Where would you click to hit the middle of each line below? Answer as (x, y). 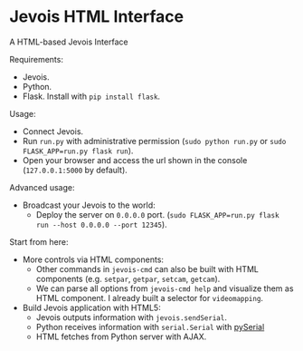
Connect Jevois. (53, 131)
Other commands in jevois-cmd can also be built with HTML (147, 268)
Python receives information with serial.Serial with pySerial (150, 327)
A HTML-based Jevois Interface (69, 42)
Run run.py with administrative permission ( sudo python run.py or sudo (154, 141)
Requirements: (36, 59)
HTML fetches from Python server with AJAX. (121, 336)
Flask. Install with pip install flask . (91, 96)
